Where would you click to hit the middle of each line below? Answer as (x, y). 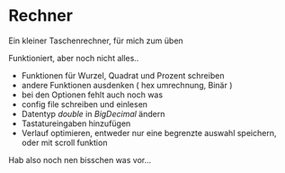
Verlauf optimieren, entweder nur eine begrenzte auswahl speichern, (149, 132)
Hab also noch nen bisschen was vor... (80, 159)
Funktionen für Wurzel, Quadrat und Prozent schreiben (123, 75)
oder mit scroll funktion (64, 142)
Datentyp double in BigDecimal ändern (93, 114)
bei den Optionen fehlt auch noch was (92, 95)
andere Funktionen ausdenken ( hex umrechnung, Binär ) (127, 85)
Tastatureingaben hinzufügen (76, 123)
